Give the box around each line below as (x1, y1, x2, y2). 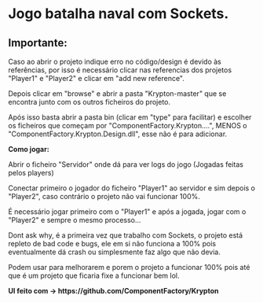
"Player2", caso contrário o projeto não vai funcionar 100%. (8, 192, 200, 201)
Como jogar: (8, 145, 49, 153)
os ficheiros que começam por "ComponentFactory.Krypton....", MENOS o (8, 121, 247, 130)
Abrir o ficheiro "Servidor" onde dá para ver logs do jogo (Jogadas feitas (8, 160, 243, 169)
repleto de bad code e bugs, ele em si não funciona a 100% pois (8, 239, 217, 248)
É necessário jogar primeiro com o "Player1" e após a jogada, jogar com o (8, 207, 247, 216)
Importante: (8, 36, 68, 50)
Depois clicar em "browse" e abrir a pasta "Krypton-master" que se (8, 89, 227, 98)
